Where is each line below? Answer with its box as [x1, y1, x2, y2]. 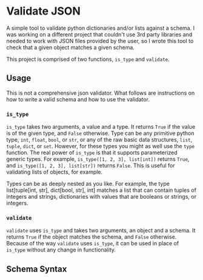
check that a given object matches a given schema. [6, 44, 135, 51]
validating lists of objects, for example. [6, 168, 103, 176]
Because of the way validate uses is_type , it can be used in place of [6, 240, 179, 247]
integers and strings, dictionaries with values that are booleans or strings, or [6, 193, 197, 200]
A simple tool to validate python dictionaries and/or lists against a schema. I [6, 24, 195, 32]
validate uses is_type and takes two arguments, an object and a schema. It [6, 227, 196, 234]
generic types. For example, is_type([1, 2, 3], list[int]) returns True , [6, 155, 190, 163]
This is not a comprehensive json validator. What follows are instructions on [6, 89, 195, 97]
